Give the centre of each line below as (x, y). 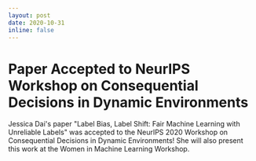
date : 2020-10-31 (37, 23)
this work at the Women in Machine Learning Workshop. (99, 149)
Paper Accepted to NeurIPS (99, 69)
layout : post (29, 15)
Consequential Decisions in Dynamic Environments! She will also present (126, 141)
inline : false (31, 30)
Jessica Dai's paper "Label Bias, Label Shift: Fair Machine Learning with (124, 124)
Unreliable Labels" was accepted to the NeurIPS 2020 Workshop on (118, 132)
